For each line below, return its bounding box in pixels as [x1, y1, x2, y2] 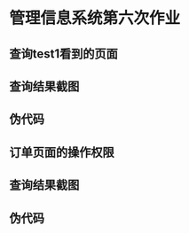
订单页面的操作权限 [9, 144, 114, 159]
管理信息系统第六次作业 [9, 8, 181, 28]
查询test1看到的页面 [9, 46, 118, 61]
